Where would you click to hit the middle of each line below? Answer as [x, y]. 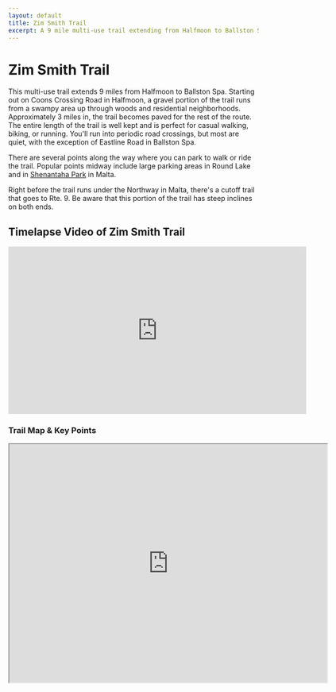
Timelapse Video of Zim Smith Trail [97, 232]
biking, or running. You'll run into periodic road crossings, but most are [124, 134]
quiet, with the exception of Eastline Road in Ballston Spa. [102, 142]
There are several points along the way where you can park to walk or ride [130, 158]
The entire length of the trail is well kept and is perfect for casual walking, [128, 126]
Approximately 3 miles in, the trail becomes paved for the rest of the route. [130, 117]
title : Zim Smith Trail [48, 23]
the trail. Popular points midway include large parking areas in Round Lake [129, 166]
